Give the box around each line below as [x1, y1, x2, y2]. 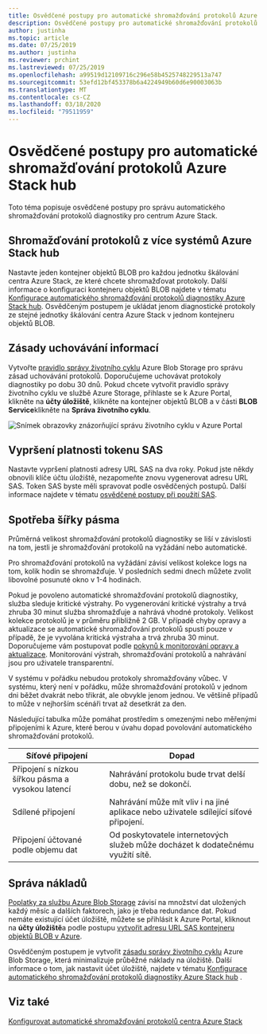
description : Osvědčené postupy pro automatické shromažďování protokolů [8, 19, 258, 27]
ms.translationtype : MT [8, 85, 87, 94]
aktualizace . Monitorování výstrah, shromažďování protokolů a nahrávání [8, 650, 246, 660]
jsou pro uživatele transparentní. [8, 658, 114, 668]
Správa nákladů [8, 876, 87, 890]
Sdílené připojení [12, 806, 75, 817]
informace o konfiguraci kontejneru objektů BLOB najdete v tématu [8, 284, 226, 294]
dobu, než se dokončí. [109, 778, 192, 789]
